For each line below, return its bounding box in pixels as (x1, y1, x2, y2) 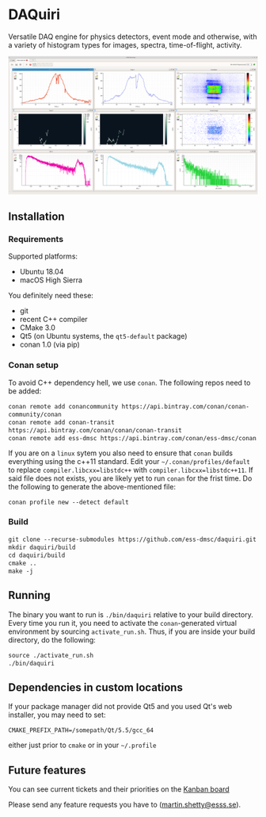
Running (8, 589, 51, 602)
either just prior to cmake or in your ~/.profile (8, 740, 157, 750)
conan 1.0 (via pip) (19, 339, 81, 350)
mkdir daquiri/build (8, 543, 77, 551)
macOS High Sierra (19, 275, 83, 285)
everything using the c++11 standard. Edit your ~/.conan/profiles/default (8, 456, 251, 466)
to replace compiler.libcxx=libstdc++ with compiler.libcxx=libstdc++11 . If (8, 465, 253, 474)
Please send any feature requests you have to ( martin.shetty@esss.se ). (8, 800, 241, 810)
